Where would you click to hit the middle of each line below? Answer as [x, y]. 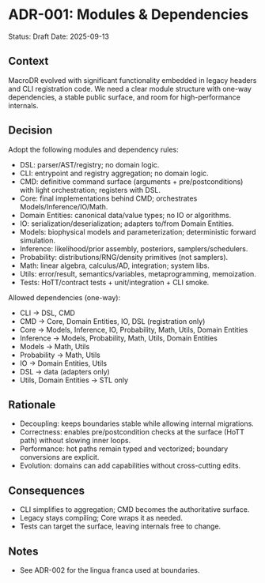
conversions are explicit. [59, 457]
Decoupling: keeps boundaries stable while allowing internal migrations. [137, 423]
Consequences [47, 490]
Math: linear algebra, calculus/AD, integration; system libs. [114, 265]
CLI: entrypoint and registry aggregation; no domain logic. [114, 173]
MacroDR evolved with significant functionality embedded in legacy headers [132, 80]
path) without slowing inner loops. [75, 441]
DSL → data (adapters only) [65, 371]
